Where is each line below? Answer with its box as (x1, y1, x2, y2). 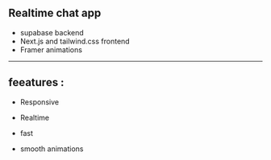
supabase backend (19, 27, 85, 37)
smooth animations (19, 144, 84, 154)
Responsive (19, 96, 59, 107)
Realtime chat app (8, 6, 102, 20)
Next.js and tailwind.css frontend (19, 36, 131, 46)
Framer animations (19, 44, 83, 55)
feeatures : (8, 76, 65, 89)
